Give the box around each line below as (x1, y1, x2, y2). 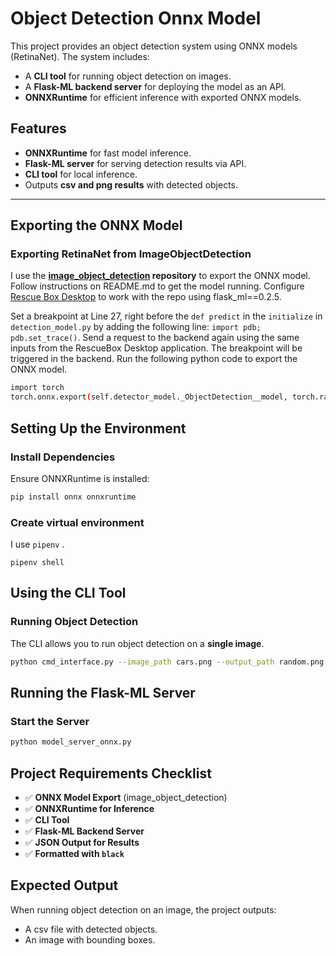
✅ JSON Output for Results (24, 836, 140, 848)
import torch (10, 383, 65, 393)
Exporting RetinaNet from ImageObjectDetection (10, 247, 252, 261)
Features (10, 120, 67, 137)
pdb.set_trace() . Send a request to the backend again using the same (10, 332, 300, 344)
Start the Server (10, 714, 90, 728)
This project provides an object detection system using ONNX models (10, 40, 298, 52)
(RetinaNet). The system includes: (10, 50, 150, 62)
